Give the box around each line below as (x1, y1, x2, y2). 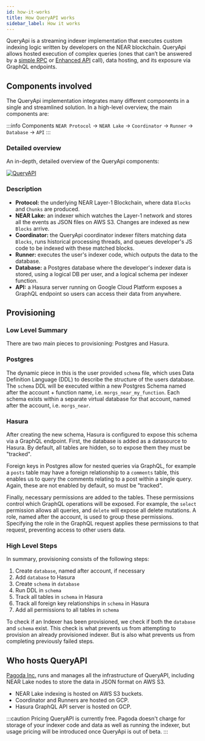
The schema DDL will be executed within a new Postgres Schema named (6, 382, 186, 389)
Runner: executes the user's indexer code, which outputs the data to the (15, 250, 198, 258)
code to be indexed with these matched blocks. (15, 244, 135, 252)
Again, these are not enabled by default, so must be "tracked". (6, 482, 164, 489)
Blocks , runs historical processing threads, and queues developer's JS (15, 238, 192, 245)
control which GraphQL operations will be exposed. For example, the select (6, 500, 197, 508)
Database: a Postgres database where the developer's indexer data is (15, 264, 192, 271)
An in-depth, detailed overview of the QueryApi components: (6, 157, 160, 165)
